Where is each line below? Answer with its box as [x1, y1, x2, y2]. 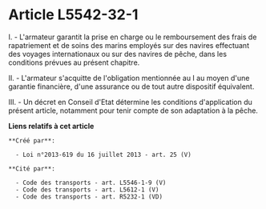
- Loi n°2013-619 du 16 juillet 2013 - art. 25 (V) [15, 151, 192, 159]
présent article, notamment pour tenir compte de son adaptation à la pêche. [8, 106, 259, 115]
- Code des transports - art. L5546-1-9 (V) [15, 179, 167, 187]
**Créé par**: [8, 136, 56, 145]
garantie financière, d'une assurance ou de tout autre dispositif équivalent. [8, 82, 255, 91]
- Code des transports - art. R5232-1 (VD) [15, 192, 163, 201]
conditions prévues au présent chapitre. [8, 58, 140, 67]
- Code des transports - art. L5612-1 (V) [15, 186, 159, 194]
